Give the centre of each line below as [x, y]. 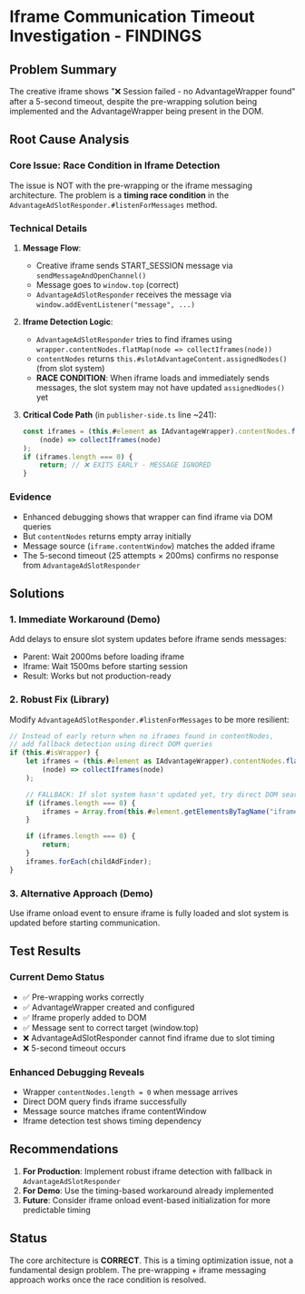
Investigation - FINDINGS [106, 36]
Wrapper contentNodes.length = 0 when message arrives [130, 1092]
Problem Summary [63, 69]
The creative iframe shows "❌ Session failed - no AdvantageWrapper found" [152, 91]
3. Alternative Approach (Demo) [81, 894]
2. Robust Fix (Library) [59, 699]
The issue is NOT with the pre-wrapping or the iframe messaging [131, 185]
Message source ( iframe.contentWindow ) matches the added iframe [148, 546]
